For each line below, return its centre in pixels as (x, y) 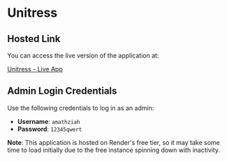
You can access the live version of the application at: (83, 55)
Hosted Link (34, 39)
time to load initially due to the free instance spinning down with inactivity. (114, 150)
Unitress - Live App (35, 69)
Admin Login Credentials (62, 91)
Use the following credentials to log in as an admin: (81, 108)
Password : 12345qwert (50, 129)
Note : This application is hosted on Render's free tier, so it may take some (113, 142)
